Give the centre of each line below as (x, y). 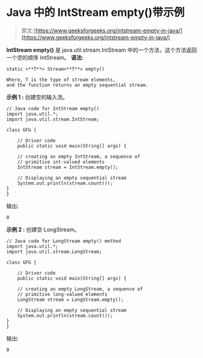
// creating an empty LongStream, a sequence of (80, 289)
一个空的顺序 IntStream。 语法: (45, 57)
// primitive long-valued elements (62, 294)
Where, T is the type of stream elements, (61, 80)
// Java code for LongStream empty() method (64, 241)
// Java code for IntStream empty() (53, 108)
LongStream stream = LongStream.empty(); (70, 300)
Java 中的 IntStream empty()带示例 (95, 12)
